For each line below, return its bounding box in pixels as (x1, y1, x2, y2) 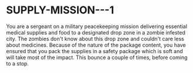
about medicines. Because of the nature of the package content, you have (6, 41, 187, 48)
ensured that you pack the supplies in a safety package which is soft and (6, 47, 184, 54)
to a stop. (6, 60, 29, 67)
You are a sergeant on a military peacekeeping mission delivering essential (6, 23, 187, 30)
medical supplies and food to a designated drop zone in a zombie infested (6, 29, 186, 36)
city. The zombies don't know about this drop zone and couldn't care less (6, 35, 184, 42)
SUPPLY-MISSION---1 (6, 4, 115, 17)
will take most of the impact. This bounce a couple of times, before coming (6, 54, 188, 61)
